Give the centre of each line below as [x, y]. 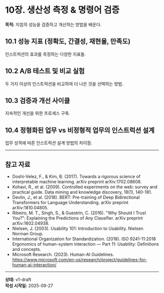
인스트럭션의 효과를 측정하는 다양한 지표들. [46, 54]
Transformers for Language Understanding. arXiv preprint [70, 203]
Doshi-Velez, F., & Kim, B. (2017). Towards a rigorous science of [76, 176]
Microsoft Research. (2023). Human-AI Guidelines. [63, 254]
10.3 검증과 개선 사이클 [38, 101]
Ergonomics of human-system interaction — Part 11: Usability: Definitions [85, 244]
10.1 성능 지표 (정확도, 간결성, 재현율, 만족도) [68, 41]
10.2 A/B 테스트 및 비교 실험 [45, 71]
